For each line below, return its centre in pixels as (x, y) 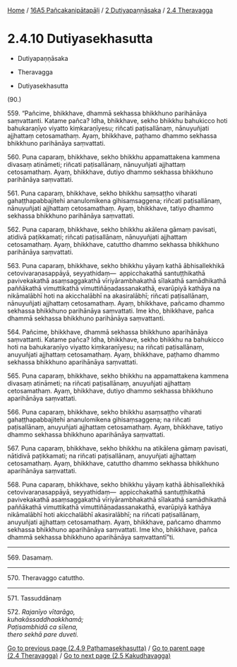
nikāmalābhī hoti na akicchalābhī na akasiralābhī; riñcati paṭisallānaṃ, (108, 296)
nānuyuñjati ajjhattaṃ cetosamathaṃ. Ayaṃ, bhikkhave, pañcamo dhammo (116, 303)
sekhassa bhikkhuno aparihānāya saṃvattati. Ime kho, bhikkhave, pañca (113, 529)
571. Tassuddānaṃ (35, 598)
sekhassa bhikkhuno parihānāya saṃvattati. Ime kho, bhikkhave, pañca (111, 311)
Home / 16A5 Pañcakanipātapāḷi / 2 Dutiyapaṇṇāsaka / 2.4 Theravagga (110, 10)
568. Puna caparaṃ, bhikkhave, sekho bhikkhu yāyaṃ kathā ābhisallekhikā (116, 485)
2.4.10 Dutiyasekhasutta (80, 39)
